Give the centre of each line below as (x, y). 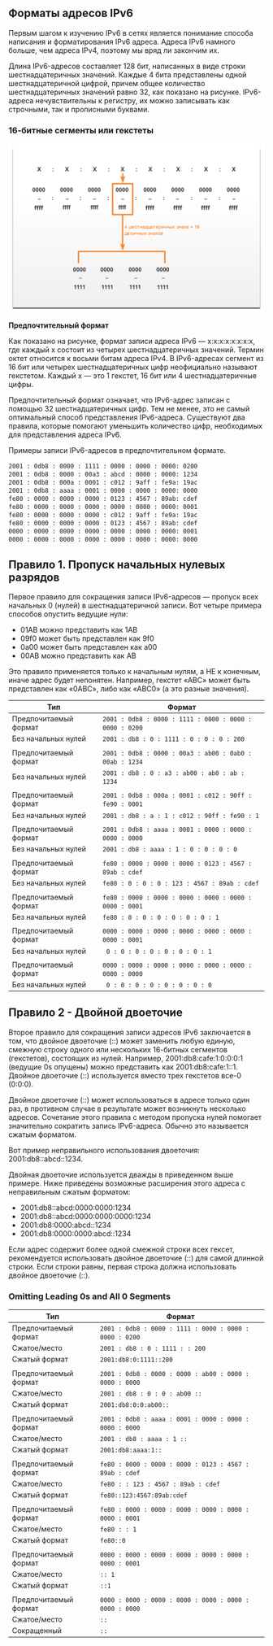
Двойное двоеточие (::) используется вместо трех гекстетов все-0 (125, 1075)
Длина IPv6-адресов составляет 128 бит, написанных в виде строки (127, 66)
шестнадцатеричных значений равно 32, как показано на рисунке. (125, 92)
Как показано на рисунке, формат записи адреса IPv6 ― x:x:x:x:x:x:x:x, (132, 342)
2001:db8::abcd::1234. (46, 1159)
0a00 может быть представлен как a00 (89, 647)
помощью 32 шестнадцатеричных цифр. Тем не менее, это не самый (129, 409)
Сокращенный (37, 1631)
